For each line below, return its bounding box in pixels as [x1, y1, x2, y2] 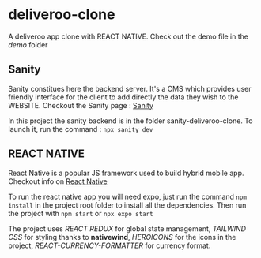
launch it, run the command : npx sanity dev [8, 124, 153, 133]
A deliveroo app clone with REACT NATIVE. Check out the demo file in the [8, 32, 249, 41]
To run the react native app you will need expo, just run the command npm [8, 192, 248, 201]
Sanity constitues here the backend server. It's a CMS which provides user [8, 84, 252, 93]
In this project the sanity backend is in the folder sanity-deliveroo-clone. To [8, 116, 253, 125]
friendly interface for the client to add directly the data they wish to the [8, 92, 239, 102]
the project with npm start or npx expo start [8, 208, 153, 218]
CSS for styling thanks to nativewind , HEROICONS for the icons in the [8, 232, 236, 241]
